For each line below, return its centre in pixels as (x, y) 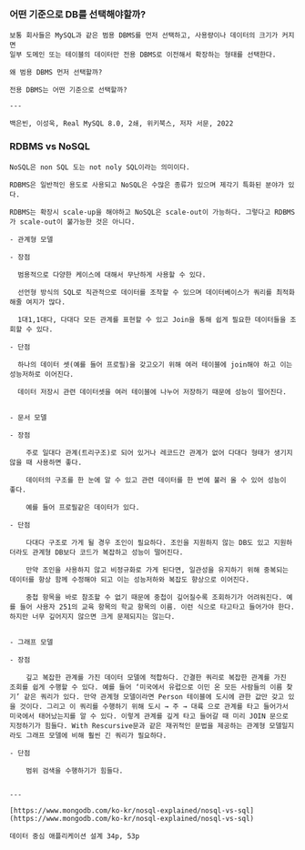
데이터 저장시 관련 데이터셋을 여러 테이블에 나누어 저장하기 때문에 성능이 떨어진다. (152, 392)
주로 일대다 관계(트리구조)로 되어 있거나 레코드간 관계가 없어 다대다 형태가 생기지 (159, 452)
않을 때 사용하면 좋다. (46, 462)
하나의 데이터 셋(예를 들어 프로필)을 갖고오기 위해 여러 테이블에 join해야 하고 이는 (155, 364)
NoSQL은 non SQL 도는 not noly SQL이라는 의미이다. (100, 167)
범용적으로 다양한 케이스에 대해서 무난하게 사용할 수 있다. (112, 275)
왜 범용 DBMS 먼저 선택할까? (56, 73)
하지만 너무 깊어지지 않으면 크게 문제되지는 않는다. (92, 616)
